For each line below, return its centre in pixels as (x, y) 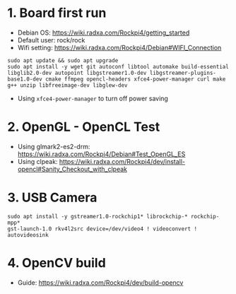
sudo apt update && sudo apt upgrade (63, 60)
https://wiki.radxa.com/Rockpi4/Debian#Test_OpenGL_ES (101, 154)
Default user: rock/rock (51, 40)
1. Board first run (57, 13)
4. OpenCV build (57, 263)
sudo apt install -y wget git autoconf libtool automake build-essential (118, 66)
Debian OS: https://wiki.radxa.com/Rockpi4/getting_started (104, 33)
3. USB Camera (52, 198)
